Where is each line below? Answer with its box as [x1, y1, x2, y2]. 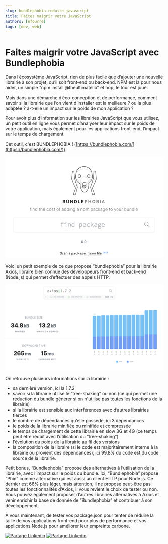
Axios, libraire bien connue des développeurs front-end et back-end [5, 268, 146, 275]
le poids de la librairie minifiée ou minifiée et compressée [12, 423, 131, 429]
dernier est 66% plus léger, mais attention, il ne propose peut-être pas [5, 481, 151, 487]
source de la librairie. [12, 455, 56, 461]
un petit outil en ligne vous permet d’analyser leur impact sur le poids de [5, 120, 155, 126]
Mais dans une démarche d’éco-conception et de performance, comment [5, 95, 157, 101]
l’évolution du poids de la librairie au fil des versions [12, 439, 120, 445]
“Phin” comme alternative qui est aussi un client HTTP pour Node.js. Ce [5, 475, 153, 481]
